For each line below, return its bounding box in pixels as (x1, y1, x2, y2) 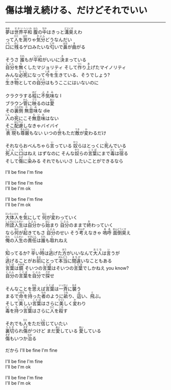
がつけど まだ (27, 328, 56, 334)
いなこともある (80, 258, 112, 264)
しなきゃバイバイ (23, 122, 59, 128)
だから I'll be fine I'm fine (5, 347, 58, 353)
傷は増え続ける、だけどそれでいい (5, 5, 148, 16)
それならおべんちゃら (5, 143, 50, 149)
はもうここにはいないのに (45, 80, 99, 86)
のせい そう (55, 229, 79, 236)
